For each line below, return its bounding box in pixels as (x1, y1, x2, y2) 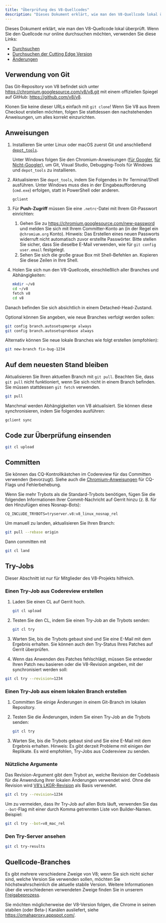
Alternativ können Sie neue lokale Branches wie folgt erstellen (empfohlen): (5, 337, 159, 343)
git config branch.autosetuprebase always (5, 328, 94, 333)
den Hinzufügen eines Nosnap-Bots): (5, 502, 81, 508)
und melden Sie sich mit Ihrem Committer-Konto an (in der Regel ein (19, 226, 159, 232)
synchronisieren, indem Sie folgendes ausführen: (5, 408, 105, 414)
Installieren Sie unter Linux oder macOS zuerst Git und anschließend (12, 142, 152, 148)
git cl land (5, 548, 30, 553)
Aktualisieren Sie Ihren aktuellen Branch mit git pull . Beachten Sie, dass (5, 374, 154, 380)
